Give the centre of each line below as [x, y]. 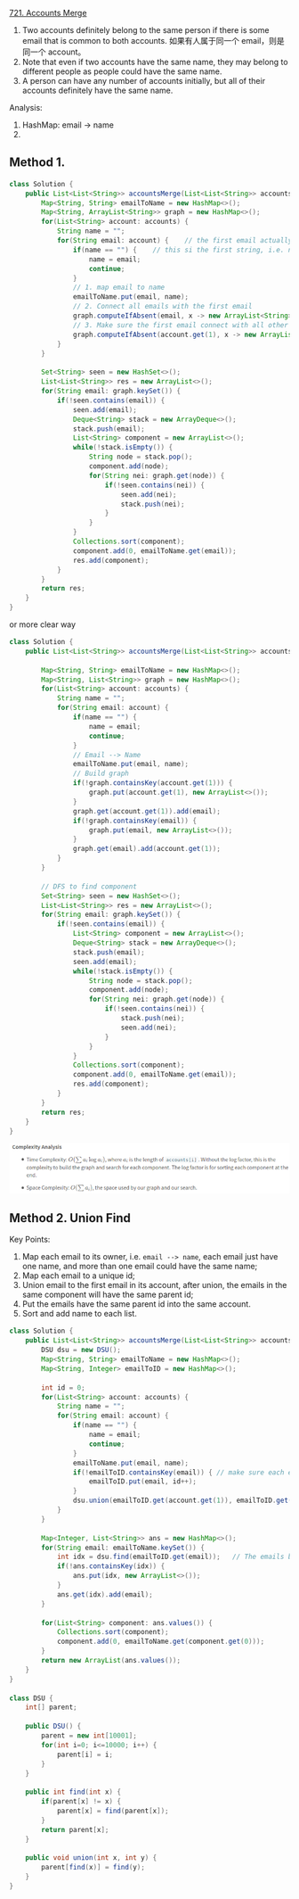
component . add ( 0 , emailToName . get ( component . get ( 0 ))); [161, 1642]
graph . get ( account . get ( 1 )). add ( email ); [146, 811]
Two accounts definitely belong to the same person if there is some [145, 30]
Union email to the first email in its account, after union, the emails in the [154, 1285]
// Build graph [101, 774]
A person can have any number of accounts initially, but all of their [143, 81]
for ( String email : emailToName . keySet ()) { [123, 1548]
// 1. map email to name [119, 288]
